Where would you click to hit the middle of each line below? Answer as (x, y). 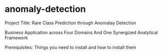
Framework (16, 38)
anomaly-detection (45, 9)
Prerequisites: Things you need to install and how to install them (70, 47)
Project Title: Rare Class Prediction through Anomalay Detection (70, 23)
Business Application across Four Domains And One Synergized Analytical (81, 32)
